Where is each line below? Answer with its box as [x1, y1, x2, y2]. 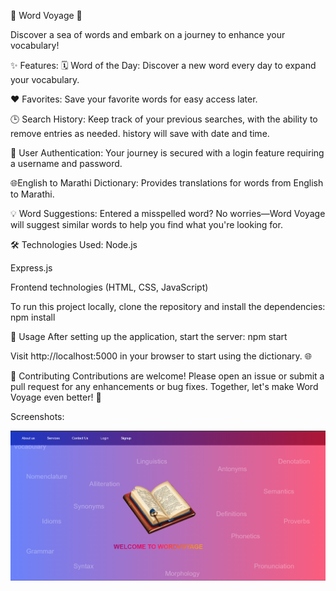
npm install [10, 311, 56, 323]
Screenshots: [10, 411, 65, 422]
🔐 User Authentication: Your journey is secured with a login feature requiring [10, 147, 325, 159]
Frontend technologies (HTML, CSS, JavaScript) [10, 281, 209, 293]
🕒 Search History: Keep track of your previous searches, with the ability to [10, 113, 318, 125]
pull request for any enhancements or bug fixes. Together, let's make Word [10, 381, 319, 392]
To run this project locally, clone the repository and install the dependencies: [10, 301, 326, 312]
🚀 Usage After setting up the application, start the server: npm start [10, 331, 288, 342]
